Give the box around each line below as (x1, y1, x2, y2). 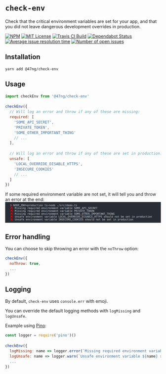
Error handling (5, 233, 50, 241)
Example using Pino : (5, 323, 47, 328)
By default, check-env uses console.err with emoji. (5, 298, 108, 304)
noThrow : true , (9, 261, 41, 266)
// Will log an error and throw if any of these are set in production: (9, 151, 163, 156)
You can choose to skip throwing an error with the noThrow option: (5, 246, 139, 252)
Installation (5, 53, 41, 61)
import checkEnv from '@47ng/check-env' (5, 93, 90, 98)
